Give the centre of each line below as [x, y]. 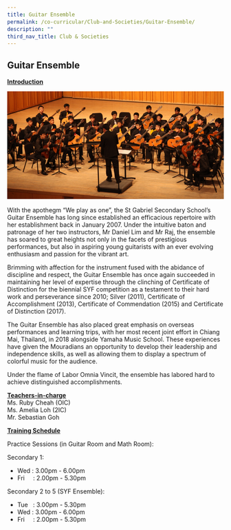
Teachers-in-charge [37, 396]
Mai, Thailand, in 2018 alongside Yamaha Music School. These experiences [114, 339]
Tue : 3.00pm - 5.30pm [51, 505]
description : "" [30, 29]
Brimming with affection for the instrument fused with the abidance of [106, 267]
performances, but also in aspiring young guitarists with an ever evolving [110, 247]
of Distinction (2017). [37, 312]
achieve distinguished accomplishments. [65, 382]
